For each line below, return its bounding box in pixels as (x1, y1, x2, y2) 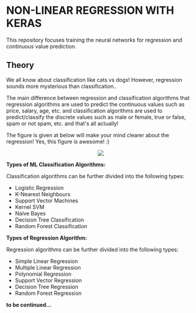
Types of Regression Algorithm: (6, 234, 88, 241)
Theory (6, 60, 35, 70)
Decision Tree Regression (14, 283, 79, 290)
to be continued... (6, 301, 52, 308)
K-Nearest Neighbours (14, 190, 71, 197)
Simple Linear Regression (14, 257, 79, 265)
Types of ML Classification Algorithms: (6, 161, 106, 168)
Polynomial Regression (14, 270, 72, 277)
